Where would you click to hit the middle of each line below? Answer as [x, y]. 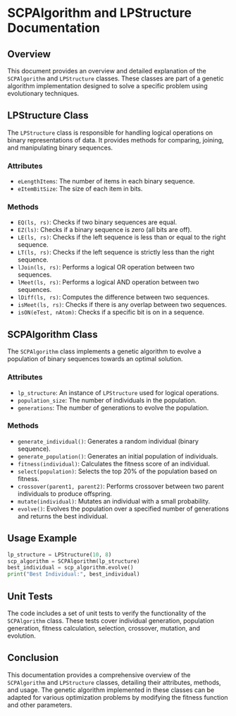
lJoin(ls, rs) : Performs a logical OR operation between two [106, 267]
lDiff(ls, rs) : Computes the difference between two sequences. [113, 297]
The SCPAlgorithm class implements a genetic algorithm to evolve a [105, 351]
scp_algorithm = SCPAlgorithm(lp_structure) [74, 561]
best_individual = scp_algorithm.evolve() [70, 568]
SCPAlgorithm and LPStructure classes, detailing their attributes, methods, [114, 682]
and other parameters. [40, 705]
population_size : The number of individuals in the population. [107, 400]
